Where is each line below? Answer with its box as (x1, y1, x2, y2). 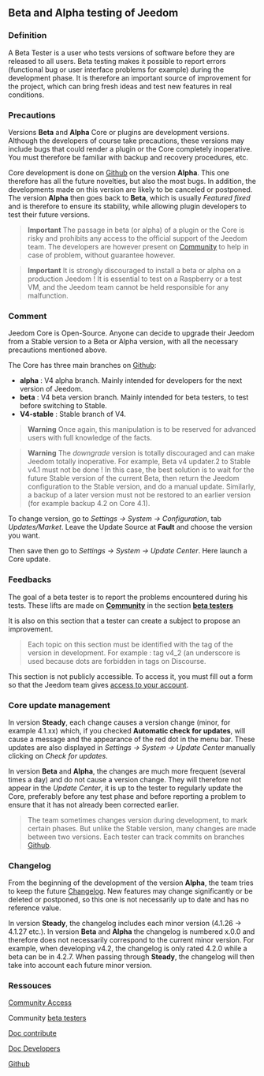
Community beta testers (8, 1014, 87, 1023)
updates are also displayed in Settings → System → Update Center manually (8, 742, 256, 752)
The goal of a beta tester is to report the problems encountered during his (8, 592, 248, 602)
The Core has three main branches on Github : (8, 361, 157, 370)
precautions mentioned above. (8, 345, 108, 354)
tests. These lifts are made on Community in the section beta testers (8, 600, 234, 610)
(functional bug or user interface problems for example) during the (8, 65, 225, 74)
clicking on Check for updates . (8, 751, 108, 760)
